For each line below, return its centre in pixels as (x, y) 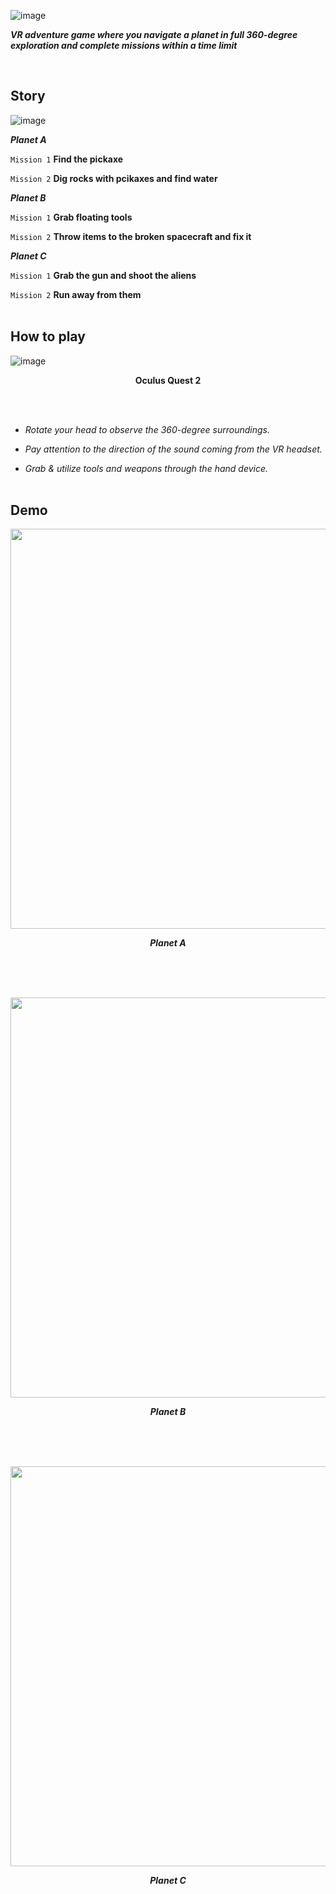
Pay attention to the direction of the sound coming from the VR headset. (173, 449)
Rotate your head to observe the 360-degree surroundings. (147, 429)
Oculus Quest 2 (168, 380)
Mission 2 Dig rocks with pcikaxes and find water (114, 178)
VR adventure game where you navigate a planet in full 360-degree (154, 34)
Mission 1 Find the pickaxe (67, 159)
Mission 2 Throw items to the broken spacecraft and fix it (131, 236)
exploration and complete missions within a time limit (124, 45)
